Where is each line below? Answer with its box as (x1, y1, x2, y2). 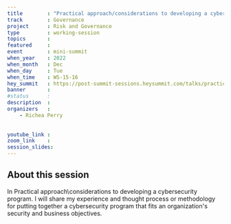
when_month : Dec (7, 61, 63, 68)
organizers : (7, 105, 51, 112)
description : (7, 99, 51, 106)
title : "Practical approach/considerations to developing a (7, 10, 208, 17)
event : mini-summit (7, 49, 88, 55)
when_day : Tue (7, 67, 63, 74)
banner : (7, 86, 51, 93)
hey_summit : (7, 80, 51, 87)
